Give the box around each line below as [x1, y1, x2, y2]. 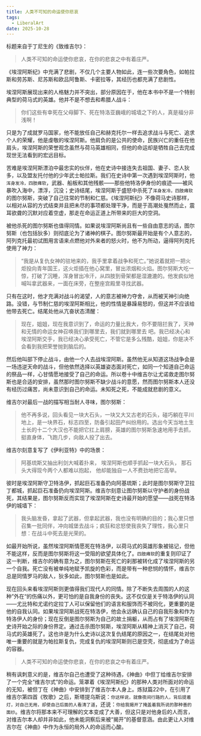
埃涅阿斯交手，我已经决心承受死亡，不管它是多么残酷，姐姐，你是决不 [20, 336, 194, 343]
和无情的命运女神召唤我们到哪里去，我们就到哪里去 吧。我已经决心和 [20, 328, 190, 335]
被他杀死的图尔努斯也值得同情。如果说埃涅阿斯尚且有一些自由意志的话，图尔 [6, 222, 195, 229]
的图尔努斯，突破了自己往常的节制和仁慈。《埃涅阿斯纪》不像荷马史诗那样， [6, 195, 193, 202]
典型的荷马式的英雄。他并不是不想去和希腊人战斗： [6, 96, 132, 103]
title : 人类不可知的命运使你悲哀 [6, 8, 79, 15]
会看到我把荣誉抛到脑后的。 [20, 343, 90, 350]
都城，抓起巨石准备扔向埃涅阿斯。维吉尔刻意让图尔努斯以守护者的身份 [11, 487, 184, 494]
